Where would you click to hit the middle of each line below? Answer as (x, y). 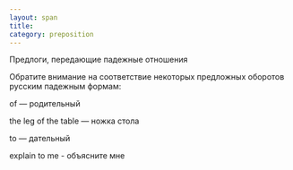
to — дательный (40, 139)
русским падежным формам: (65, 87)
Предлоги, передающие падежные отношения (99, 60)
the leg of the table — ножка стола (74, 121)
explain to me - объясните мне (67, 156)
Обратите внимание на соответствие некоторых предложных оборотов (147, 77)
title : (22, 26)
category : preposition (52, 34)
